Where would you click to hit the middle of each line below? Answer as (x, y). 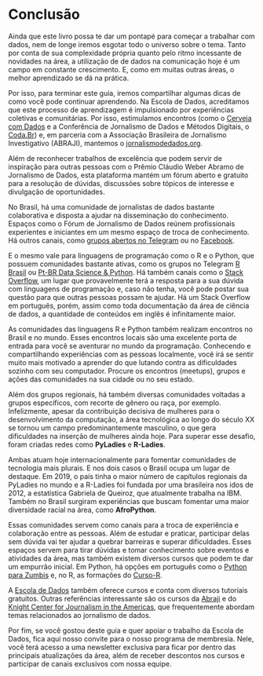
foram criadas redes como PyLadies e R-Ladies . (87, 444)
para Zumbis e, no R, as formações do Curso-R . (85, 575)
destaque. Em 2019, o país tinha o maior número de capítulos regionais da (128, 476)
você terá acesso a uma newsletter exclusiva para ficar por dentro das (122, 647)
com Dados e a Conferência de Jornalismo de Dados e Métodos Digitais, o (129, 126)
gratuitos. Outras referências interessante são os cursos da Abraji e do (122, 598)
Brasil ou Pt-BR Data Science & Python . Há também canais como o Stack (126, 272)
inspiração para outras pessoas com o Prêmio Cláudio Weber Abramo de (126, 166)
